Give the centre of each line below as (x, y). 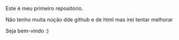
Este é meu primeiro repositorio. (44, 8)
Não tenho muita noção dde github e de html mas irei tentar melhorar (89, 19)
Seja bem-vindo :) (27, 31)
